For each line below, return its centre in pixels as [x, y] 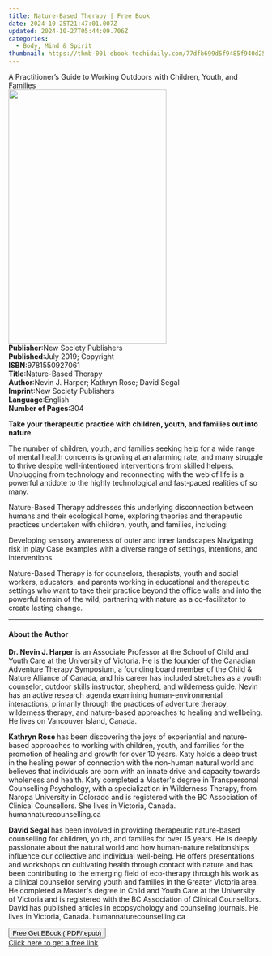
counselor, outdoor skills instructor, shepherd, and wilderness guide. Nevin [133, 686]
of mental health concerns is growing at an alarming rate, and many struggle [136, 457]
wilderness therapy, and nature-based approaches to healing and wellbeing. [136, 712]
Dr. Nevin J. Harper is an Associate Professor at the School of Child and [128, 652]
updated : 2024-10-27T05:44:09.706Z [68, 31]
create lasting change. [46, 608]
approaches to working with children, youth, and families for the [138, 746]
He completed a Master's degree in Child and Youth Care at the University [132, 891]
